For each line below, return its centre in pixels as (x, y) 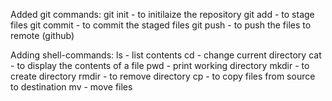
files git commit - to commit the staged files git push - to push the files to (161, 25)
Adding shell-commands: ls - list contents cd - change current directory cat (166, 55)
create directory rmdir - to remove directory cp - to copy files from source (163, 76)
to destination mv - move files (71, 87)
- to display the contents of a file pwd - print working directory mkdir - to (160, 65)
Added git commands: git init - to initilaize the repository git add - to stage (162, 14)
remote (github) (42, 35)
